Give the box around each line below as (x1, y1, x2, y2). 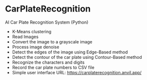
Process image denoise (12, 44, 59, 50)
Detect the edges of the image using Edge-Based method (12, 49, 128, 55)
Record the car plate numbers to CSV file (12, 64, 95, 70)
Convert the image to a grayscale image (12, 39, 92, 44)
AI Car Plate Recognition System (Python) (5, 19, 89, 25)
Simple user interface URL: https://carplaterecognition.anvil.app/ (12, 69, 142, 75)
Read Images (12, 34, 39, 40)
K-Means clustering (12, 28, 52, 34)
